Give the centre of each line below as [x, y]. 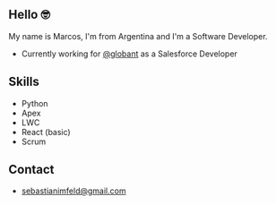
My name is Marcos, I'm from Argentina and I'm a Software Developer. [138, 36]
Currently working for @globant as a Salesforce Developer [129, 54]
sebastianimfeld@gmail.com [73, 191]
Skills [24, 82]
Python [34, 103]
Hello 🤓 [29, 15]
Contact [31, 170]
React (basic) [46, 132]
